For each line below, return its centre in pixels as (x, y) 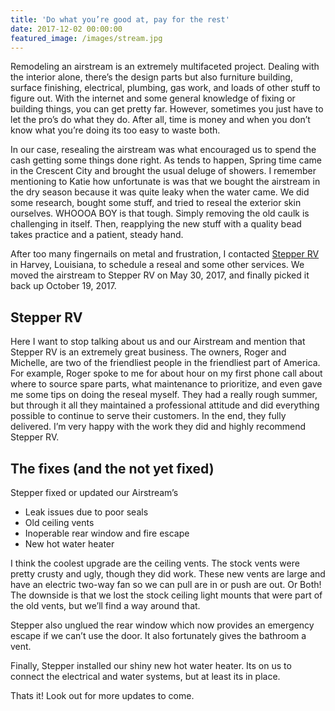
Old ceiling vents (59, 522)
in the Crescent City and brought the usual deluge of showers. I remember (163, 171)
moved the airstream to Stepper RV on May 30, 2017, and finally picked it (160, 275)
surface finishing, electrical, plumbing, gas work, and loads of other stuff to (165, 88)
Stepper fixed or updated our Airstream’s (94, 492)
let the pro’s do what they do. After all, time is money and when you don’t (160, 120)
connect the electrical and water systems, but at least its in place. (145, 676)
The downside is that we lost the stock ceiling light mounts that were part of (166, 595)
